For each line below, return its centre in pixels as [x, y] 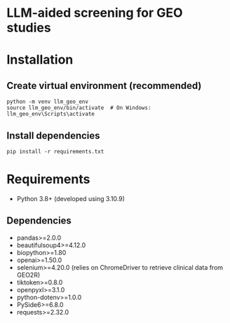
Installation [40, 60]
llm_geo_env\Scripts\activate [51, 114]
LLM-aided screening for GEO [95, 13]
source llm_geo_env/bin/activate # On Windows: [79, 108]
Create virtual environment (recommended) [104, 85]
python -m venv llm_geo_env [48, 102]
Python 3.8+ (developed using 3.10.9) [71, 198]
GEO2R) [28, 275]
